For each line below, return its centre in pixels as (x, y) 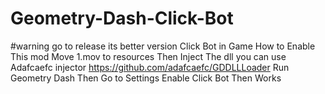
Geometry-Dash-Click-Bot (122, 18)
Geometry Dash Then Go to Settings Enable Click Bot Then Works (146, 78)
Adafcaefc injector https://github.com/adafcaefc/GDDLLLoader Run (150, 67)
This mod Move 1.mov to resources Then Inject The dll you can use (148, 56)
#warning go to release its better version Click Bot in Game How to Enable (163, 46)
